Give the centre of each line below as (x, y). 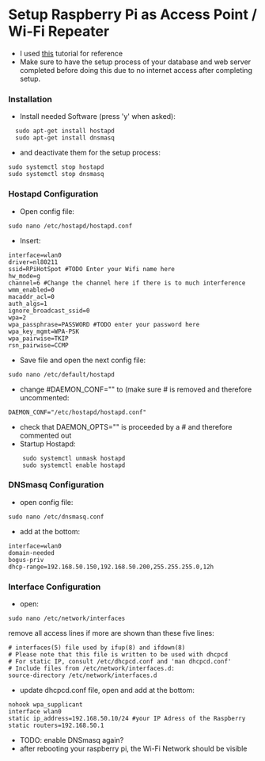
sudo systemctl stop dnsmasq (56, 174)
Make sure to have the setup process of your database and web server (135, 62)
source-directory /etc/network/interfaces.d (83, 675)
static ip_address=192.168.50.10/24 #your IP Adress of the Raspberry (127, 719)
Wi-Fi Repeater (59, 31)
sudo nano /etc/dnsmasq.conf (56, 517)
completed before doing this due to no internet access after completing (136, 70)
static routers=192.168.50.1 (56, 726)
